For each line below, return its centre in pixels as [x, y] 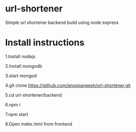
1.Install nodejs [20, 56]
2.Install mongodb [24, 66]
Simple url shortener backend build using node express [62, 22]
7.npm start [17, 114]
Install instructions [45, 43]
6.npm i [13, 105]
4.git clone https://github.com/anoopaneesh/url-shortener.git [68, 85]
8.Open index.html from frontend [39, 124]
